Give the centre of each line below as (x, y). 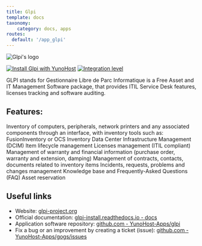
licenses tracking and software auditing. (56, 93)
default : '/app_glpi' (39, 40)
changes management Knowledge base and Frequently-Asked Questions (97, 171)
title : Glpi (21, 12)
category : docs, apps (44, 29)
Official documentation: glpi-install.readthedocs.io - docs (86, 217)
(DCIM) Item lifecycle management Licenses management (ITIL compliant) (99, 146)
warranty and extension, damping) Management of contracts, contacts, (95, 158)
